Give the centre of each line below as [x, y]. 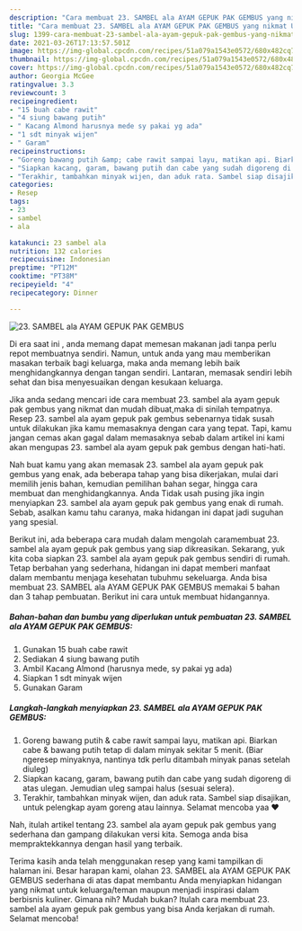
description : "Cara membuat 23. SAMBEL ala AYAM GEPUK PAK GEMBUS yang [146, 18]
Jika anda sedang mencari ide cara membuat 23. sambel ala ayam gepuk [145, 399]
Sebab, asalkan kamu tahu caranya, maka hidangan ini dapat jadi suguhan [147, 512]
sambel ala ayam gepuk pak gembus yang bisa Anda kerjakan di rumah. [142, 909]
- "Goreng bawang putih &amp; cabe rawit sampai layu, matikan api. [140, 160]
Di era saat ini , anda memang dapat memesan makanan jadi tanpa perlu [143, 343]
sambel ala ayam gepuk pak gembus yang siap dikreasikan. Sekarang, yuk [147, 548]
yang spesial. [34, 521]
